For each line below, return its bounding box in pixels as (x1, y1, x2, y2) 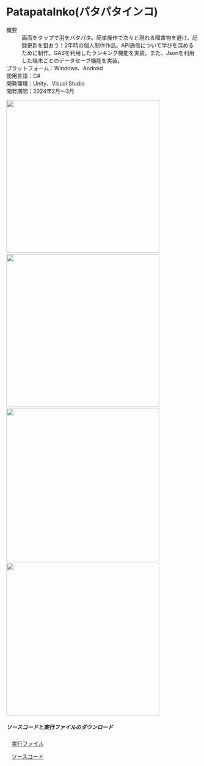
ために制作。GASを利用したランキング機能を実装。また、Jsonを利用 (21, 49, 195, 56)
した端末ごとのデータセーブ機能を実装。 (21, 57, 123, 64)
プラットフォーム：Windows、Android (6, 64, 103, 71)
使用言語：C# (6, 72, 41, 79)
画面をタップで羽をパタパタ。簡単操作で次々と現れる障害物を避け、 (21, 34, 192, 41)
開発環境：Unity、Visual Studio (6, 79, 85, 87)
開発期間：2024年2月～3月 (6, 87, 75, 95)
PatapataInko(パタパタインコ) (6, 5, 158, 19)
